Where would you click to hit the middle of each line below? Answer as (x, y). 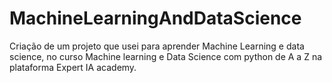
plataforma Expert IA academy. (73, 67)
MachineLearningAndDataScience (155, 18)
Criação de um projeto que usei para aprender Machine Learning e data (157, 46)
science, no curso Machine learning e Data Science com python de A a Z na (166, 56)
